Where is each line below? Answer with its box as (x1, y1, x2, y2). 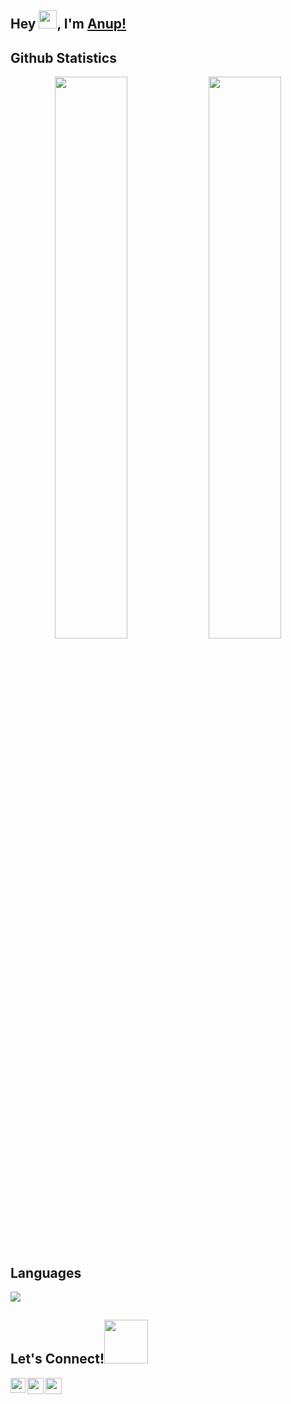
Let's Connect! (10, 1351, 105, 1368)
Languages (10, 1264, 82, 1281)
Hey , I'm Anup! (10, 16, 127, 33)
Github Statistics (10, 49, 117, 66)
